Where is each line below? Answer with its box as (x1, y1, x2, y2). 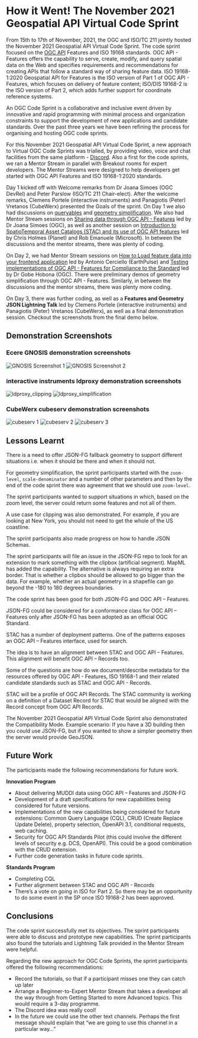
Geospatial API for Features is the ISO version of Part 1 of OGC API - (24, 74, 190, 81)
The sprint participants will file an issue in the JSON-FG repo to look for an (6, 553, 188, 560)
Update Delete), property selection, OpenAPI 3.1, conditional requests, (14, 821, 186, 828)
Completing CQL (14, 875, 56, 882)
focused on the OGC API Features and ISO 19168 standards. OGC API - (6, 49, 178, 56)
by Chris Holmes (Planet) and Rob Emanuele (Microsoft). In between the (6, 234, 182, 241)
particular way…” (14, 1025, 56, 1032)
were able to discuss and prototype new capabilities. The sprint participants (6, 933, 191, 940)
